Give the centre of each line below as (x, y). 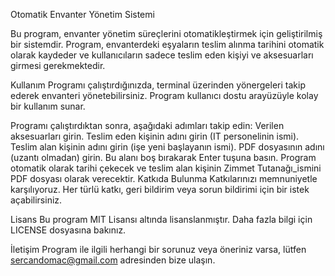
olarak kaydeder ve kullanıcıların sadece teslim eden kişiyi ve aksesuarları (162, 55)
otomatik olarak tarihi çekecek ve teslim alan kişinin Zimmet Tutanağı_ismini (166, 168)
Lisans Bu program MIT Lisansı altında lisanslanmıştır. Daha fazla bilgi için (161, 219)
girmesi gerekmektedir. (58, 65)
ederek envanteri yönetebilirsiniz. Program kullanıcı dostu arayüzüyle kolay (164, 95)
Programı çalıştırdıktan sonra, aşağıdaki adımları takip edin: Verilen (147, 125)
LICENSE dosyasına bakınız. (68, 230)
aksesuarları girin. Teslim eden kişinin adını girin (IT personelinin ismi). (155, 136)
